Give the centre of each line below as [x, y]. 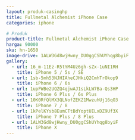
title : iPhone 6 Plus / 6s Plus [57, 95]
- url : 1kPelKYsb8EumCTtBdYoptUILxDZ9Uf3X [65, 111]
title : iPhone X [37, 128]
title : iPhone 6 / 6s [43, 83]
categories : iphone [30, 23]
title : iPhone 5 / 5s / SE [50, 72]
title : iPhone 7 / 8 [42, 105]
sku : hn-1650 [22, 50]
